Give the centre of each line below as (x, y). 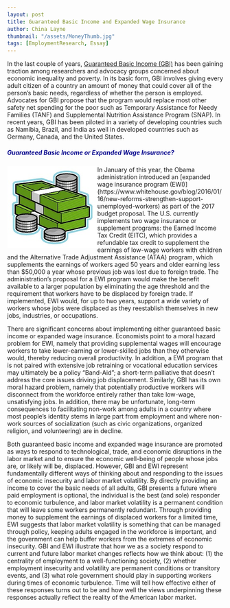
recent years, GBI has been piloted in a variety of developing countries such (114, 122)
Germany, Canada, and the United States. (66, 137)
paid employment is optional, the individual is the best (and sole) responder (114, 495)
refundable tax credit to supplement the (153, 243)
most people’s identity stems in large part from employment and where (107, 417)
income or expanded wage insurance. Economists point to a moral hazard (111, 336)
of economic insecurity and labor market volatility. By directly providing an (112, 481)
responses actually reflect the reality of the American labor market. (102, 598)
